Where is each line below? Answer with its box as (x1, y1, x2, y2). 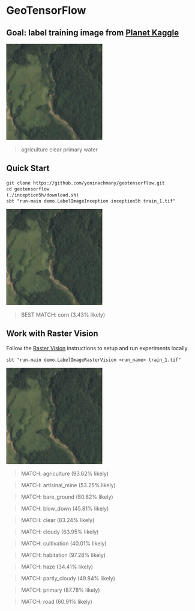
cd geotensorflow (6, 186, 50, 192)
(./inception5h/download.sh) (6, 192, 79, 198)
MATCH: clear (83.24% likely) (20, 516, 95, 523)
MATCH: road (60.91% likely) (20, 598, 93, 605)
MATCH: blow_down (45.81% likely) (20, 505, 109, 512)
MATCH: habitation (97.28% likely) (20, 551, 106, 559)
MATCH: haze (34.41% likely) (20, 563, 94, 570)
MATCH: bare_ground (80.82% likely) (20, 493, 113, 500)
